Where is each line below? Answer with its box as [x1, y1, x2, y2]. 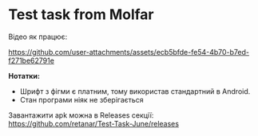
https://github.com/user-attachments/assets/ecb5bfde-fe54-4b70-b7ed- [8, 47, 250, 56]
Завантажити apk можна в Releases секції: [8, 110, 154, 120]
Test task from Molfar [8, 6, 154, 24]
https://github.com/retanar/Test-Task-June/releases [8, 119, 180, 128]
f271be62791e [8, 56, 54, 65]
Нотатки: [8, 71, 40, 80]
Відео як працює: [8, 32, 68, 41]
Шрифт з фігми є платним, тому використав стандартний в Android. [19, 86, 251, 96]
